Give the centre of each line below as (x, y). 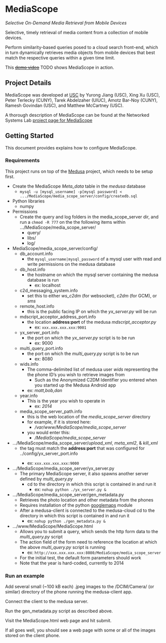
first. (10, 176)
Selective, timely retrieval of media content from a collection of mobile (77, 32)
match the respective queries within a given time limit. (60, 57)
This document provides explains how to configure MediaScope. (71, 148)
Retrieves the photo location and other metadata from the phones (86, 500)
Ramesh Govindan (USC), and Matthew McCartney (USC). (64, 105)
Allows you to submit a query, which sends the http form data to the (89, 531)
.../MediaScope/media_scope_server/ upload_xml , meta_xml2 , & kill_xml (85, 443)
